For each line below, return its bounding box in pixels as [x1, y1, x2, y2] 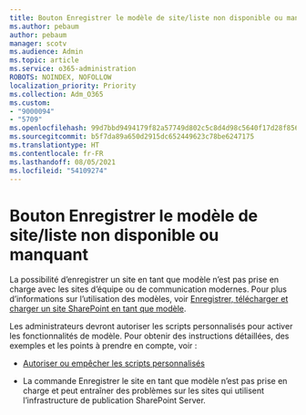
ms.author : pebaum [9, 22, 79, 31]
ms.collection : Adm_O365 [9, 89, 104, 99]
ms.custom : [9, 98, 51, 108]
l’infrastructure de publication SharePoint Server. [22, 395, 207, 406]
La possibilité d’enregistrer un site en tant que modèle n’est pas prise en [9, 275, 280, 285]
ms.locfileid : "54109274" [9, 166, 107, 175]
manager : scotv [9, 38, 67, 48]
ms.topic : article [9, 56, 79, 65]
